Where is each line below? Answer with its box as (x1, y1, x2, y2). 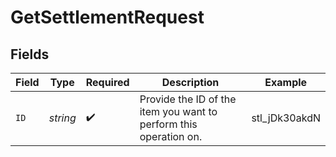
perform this (139, 117, 198, 131)
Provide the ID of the (139, 92, 237, 106)
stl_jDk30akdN (251, 111, 321, 125)
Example (264, 76, 308, 89)
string (48, 111, 77, 125)
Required (85, 76, 130, 89)
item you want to (139, 105, 218, 118)
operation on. (139, 130, 203, 143)
